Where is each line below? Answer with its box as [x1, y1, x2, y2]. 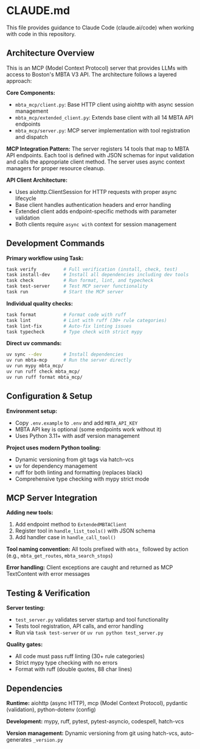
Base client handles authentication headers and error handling [15, 201, 171, 208]
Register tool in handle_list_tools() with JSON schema [15, 527, 156, 534]
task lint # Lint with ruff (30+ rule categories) [6, 317, 167, 323]
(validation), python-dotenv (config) [6, 706, 96, 714]
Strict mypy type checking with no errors [15, 659, 118, 667]
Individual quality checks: [6, 299, 73, 307]
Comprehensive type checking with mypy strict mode [15, 475, 150, 482]
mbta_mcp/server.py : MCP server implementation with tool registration [15, 126, 190, 134]
